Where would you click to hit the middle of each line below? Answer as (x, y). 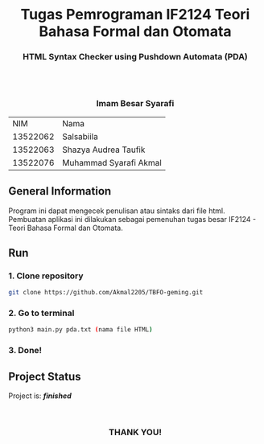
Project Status (45, 376)
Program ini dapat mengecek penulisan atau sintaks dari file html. (117, 211)
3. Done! (25, 351)
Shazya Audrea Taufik (104, 150)
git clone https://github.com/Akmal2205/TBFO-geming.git (106, 293)
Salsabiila (80, 136)
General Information (60, 191)
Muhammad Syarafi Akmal (112, 162)
